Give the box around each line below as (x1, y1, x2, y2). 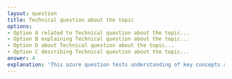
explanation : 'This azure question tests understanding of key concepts (7, 61, 221, 68)
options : (7, 23, 32, 30)
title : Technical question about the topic (7, 16, 135, 23)
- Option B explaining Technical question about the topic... (7, 36, 190, 43)
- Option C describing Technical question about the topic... (7, 49, 190, 56)
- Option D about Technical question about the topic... (7, 42, 175, 49)
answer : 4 (7, 55, 36, 62)
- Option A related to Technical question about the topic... (7, 29, 190, 36)
